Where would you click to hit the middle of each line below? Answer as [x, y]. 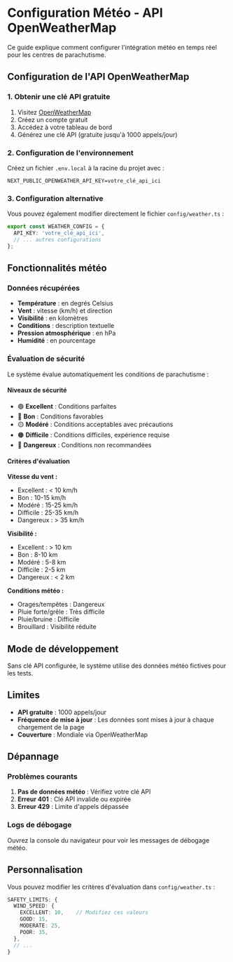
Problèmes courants [43, 777]
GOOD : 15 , [34, 919]
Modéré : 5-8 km [42, 562]
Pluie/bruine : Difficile [48, 619]
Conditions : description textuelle [66, 326]
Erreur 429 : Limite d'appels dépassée [73, 807]
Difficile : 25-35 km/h [48, 513]
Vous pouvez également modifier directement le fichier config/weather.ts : [116, 214]
